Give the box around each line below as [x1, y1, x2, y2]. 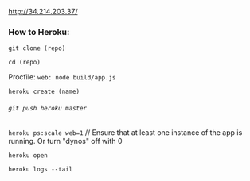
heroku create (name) [8, 87, 80, 96]
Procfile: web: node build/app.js [8, 72, 116, 82]
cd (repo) [8, 59, 41, 67]
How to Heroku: [8, 26, 70, 37]
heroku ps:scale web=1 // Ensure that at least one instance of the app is [8, 127, 243, 137]
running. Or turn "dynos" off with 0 [8, 136, 123, 145]
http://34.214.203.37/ [8, 7, 78, 16]
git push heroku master [8, 104, 88, 112]
